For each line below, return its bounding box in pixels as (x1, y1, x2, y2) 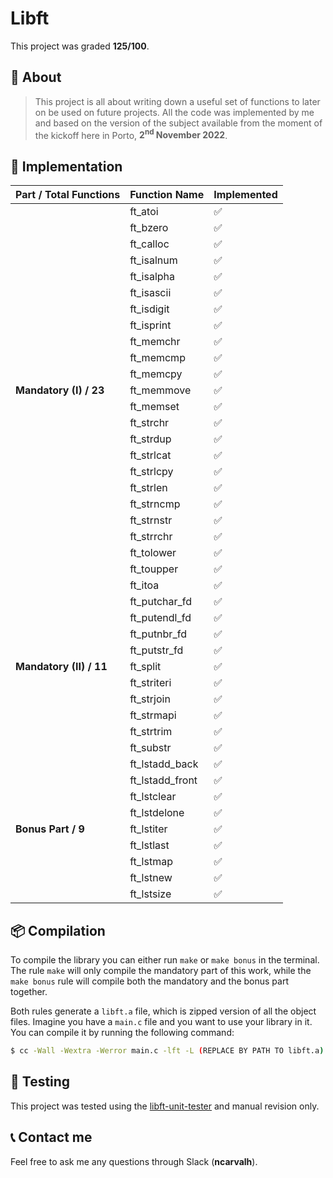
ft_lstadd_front (129, 773, 198, 787)
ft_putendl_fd (129, 611, 192, 625)
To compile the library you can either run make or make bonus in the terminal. (10, 954, 320, 966)
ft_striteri (129, 676, 172, 690)
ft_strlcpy (129, 465, 174, 479)
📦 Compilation (10, 922, 106, 939)
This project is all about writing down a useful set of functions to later (34, 95, 321, 107)
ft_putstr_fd (129, 643, 184, 657)
